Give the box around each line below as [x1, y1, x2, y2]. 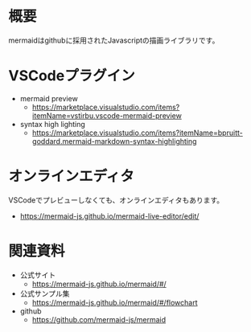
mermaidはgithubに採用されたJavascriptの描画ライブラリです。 [8, 35, 220, 45]
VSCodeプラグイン [8, 67, 135, 85]
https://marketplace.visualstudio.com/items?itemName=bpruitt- [31, 128, 243, 137]
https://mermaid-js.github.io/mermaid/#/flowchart [31, 297, 199, 307]
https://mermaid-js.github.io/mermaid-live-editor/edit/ [19, 211, 200, 221]
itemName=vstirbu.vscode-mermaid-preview [31, 110, 183, 121]
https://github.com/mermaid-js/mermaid [31, 314, 167, 324]
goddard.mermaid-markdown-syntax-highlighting [31, 136, 197, 146]
